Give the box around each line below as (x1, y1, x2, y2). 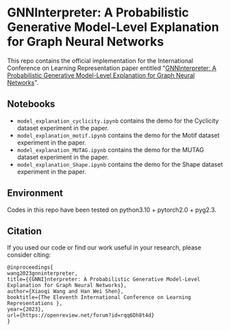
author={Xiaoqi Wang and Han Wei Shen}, (7, 288, 125, 295)
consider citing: (7, 251, 51, 259)
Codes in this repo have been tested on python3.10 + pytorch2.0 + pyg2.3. (7, 206, 217, 214)
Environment (7, 187, 64, 199)
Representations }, (7, 300, 63, 307)
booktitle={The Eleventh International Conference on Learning (7, 294, 192, 301)
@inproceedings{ (7, 264, 53, 271)
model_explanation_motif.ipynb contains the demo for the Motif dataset (16, 131, 220, 139)
